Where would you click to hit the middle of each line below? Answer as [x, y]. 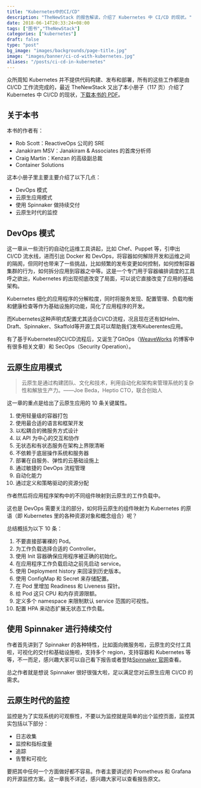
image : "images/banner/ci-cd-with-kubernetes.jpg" [71, 56]
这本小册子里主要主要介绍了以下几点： [54, 178]
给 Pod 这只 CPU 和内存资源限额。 [58, 593]
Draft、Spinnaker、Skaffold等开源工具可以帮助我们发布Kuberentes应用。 [97, 326]
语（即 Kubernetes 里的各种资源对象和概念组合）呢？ [72, 515]
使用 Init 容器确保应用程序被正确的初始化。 [68, 556]
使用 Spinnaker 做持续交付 [47, 205]
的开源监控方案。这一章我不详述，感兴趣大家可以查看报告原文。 [85, 778]
